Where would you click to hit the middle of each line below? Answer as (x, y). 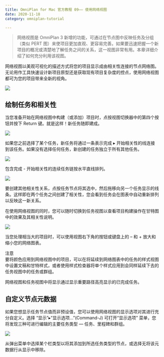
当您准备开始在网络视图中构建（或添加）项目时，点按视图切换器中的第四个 (80, 118)
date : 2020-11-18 (23, 14)
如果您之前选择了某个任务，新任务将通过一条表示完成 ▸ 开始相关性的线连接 (80, 143)
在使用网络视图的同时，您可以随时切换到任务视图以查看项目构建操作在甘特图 (82, 211)
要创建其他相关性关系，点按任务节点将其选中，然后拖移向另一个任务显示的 (80, 189)
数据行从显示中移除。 (26, 350)
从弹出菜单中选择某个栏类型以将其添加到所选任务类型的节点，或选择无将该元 (82, 344)
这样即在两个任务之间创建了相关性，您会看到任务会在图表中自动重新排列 (86, 194)
